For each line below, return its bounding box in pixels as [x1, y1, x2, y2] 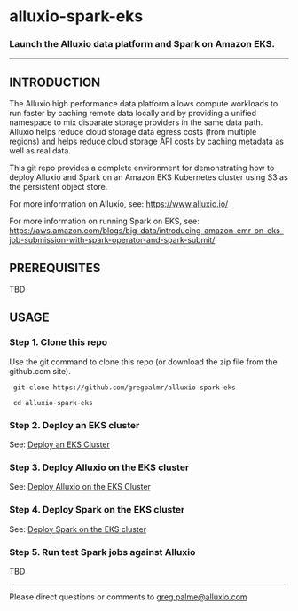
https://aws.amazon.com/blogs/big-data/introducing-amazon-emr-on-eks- [9, 225, 284, 236]
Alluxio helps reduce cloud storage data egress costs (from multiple [9, 127, 257, 137]
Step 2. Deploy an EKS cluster [9, 419, 140, 431]
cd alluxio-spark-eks [12, 398, 93, 407]
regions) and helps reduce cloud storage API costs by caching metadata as [9, 136, 284, 147]
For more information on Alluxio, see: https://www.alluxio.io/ [9, 199, 229, 209]
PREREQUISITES [9, 260, 101, 276]
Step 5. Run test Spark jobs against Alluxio [9, 545, 196, 558]
